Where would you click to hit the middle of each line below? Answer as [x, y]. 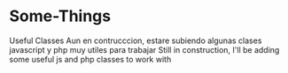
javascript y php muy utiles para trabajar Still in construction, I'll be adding [144, 49]
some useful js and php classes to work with [90, 59]
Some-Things [60, 16]
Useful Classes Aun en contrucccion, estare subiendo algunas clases [136, 40]
